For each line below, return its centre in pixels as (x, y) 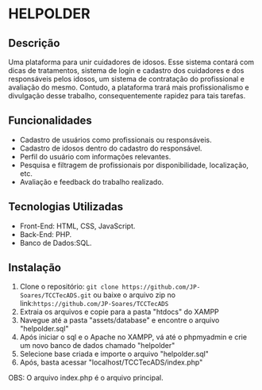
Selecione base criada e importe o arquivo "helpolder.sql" (114, 354)
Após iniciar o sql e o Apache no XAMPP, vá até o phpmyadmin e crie (133, 337)
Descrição (34, 43)
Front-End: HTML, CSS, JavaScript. (77, 226)
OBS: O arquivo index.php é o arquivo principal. (86, 378)
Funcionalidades (50, 121)
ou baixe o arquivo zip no (134, 295)
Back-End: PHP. (46, 234)
